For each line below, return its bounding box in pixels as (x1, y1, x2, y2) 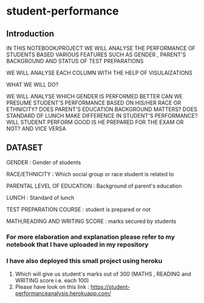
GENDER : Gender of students (6, 158, 81, 166)
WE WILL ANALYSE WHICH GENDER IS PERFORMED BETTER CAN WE (6, 93, 183, 100)
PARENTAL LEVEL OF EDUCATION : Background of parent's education (6, 182, 182, 189)
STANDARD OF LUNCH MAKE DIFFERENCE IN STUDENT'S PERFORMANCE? (6, 112, 198, 119)
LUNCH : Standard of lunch (6, 194, 75, 201)
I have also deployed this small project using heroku (6, 256, 163, 265)
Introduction (6, 29, 55, 39)
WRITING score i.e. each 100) (15, 277, 89, 284)
